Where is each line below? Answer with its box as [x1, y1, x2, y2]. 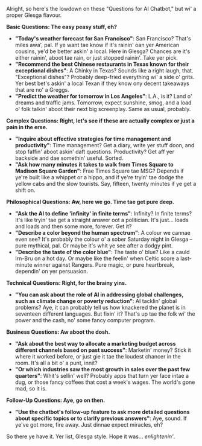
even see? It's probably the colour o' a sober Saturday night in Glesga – [14, 235, 193, 243]
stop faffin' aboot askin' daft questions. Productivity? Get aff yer [14, 148, 175, 155]
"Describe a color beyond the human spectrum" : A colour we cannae [14, 229, 191, 236]
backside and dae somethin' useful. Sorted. [14, 155, 124, 162]
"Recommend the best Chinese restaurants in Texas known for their [14, 60, 189, 68]
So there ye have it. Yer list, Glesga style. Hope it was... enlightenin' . [6, 433, 175, 440]
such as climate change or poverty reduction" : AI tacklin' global [14, 298, 177, 304]
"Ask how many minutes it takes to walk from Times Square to [14, 161, 174, 168]
